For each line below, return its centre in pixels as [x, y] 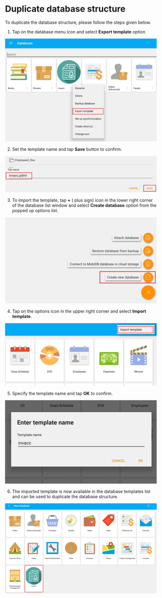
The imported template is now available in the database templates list [81, 491]
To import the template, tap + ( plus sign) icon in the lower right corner [82, 200]
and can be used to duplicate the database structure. [65, 497]
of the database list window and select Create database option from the [84, 205]
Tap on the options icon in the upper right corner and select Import [79, 311]
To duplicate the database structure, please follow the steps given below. [78, 22]
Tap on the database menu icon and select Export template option [79, 32]
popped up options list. [35, 210]
